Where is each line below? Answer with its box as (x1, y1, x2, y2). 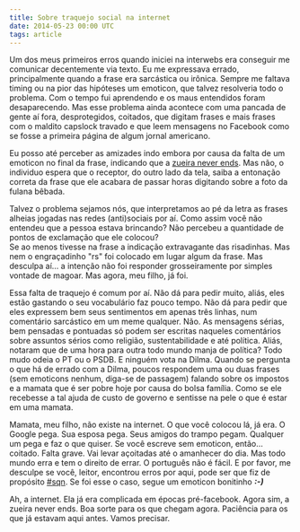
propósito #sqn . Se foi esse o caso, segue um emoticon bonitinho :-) (9, 476, 264, 487)
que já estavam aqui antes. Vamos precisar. (9, 513, 171, 524)
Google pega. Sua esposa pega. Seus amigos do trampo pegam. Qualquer (9, 429, 285, 440)
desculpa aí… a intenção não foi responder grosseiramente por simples (9, 261, 273, 272)
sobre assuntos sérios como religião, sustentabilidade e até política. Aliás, (9, 336, 283, 346)
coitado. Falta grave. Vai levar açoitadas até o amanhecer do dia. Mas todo (9, 448, 286, 458)
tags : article (9, 30, 63, 39)
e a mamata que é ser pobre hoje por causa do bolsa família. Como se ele (9, 383, 282, 394)
